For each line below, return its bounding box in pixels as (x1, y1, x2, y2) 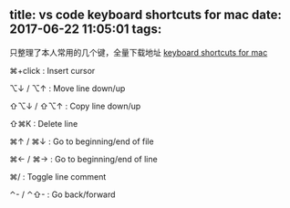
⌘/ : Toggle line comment (9, 171, 107, 182)
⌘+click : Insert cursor (9, 65, 96, 76)
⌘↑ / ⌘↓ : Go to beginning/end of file (9, 136, 154, 147)
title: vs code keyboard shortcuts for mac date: (9, 7, 283, 23)
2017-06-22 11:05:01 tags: (9, 22, 162, 37)
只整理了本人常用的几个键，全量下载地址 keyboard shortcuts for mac (9, 47, 268, 57)
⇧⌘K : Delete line (9, 118, 78, 129)
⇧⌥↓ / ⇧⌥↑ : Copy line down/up (9, 100, 141, 111)
